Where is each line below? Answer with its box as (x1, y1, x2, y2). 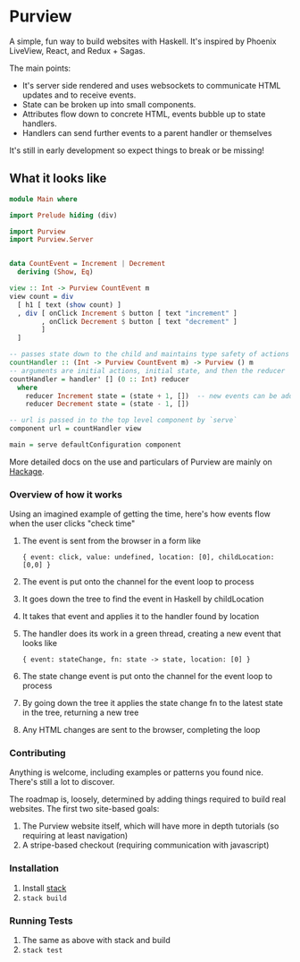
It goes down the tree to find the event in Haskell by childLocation (21, 593, 264, 605)
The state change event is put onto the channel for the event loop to (21, 671, 273, 682)
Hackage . (9, 465, 45, 476)
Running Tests (9, 915, 73, 927)
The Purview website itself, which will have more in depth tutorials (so (21, 821, 279, 831)
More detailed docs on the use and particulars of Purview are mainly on (9, 456, 272, 467)
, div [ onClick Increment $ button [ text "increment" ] (17, 309, 238, 318)
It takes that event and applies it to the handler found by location (21, 611, 260, 622)
